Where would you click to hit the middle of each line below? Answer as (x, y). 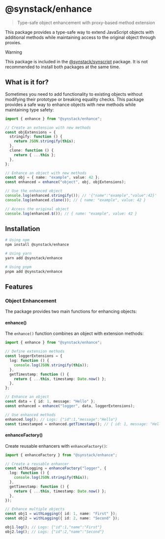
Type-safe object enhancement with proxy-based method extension (86, 23)
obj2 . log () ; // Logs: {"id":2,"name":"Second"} (55, 532)
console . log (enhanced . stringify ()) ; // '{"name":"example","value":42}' (81, 195)
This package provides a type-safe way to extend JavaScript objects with (80, 32)
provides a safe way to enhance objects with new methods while (70, 105)
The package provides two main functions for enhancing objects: (71, 311)
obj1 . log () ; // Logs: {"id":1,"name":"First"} (54, 527)
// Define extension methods (35, 351)
